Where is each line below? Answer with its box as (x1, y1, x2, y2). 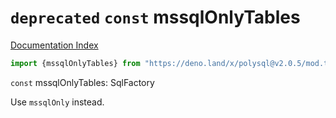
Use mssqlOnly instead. (10, 96, 105, 108)
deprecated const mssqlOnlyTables (10, 6, 301, 29)
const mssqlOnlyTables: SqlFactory (10, 76, 155, 88)
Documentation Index (10, 39, 99, 51)
